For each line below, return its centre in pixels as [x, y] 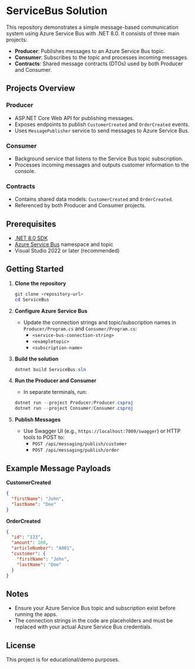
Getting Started [35, 269]
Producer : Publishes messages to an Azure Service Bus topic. [90, 51]
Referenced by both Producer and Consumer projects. [80, 206]
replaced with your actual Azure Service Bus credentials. [83, 627]
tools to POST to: [44, 438]
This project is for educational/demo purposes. [63, 660]
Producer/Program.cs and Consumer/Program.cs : [80, 329]
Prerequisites [31, 224]
